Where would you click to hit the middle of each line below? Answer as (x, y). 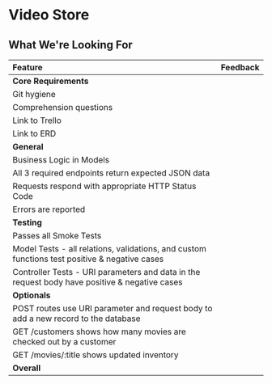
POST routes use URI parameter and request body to (113, 308)
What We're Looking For (71, 45)
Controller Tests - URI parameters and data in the (106, 272)
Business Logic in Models (61, 160)
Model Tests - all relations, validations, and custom (109, 249)
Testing (28, 222)
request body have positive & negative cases (98, 282)
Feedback (240, 68)
